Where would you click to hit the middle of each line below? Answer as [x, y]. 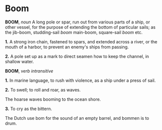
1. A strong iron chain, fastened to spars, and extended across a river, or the [81, 41]
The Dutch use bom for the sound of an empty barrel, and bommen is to [77, 118]
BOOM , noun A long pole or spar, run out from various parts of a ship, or [78, 22]
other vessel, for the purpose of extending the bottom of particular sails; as [80, 27]
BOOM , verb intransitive [29, 71]
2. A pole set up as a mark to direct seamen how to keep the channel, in [77, 56]
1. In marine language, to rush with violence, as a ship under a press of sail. [80, 80]
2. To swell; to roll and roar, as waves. [43, 90]
